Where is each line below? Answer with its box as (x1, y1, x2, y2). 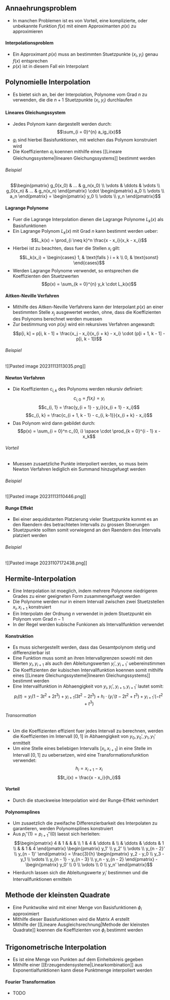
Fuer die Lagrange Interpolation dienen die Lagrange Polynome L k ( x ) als (12, 216, 164, 224)
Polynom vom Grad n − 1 (12, 616, 64, 622)
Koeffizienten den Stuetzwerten (12, 273, 79, 279)
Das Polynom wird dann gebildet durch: (12, 420, 95, 426)
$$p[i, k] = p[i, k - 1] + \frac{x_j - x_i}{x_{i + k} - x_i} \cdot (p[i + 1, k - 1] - (13, 330, 165, 336)
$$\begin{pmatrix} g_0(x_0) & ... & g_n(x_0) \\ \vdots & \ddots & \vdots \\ (10, 183, 160, 189)
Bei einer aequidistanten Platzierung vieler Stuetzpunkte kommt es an (12, 516, 158, 522)
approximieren (12, 28, 43, 34)
